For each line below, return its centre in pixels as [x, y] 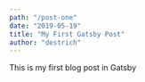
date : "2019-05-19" [45, 26]
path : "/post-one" [43, 17]
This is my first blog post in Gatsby [73, 68]
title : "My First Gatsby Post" [67, 34]
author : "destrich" [45, 42]
